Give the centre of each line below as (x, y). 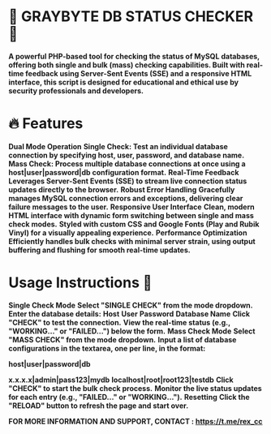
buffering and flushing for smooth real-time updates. (99, 250)
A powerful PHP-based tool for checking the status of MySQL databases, (134, 56)
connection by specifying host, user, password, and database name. (127, 155)
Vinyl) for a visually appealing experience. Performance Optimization (128, 232)
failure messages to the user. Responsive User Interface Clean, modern (131, 207)
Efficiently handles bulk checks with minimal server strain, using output (132, 241)
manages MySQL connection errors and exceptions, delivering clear (126, 198)
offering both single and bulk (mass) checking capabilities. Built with (127, 65)
